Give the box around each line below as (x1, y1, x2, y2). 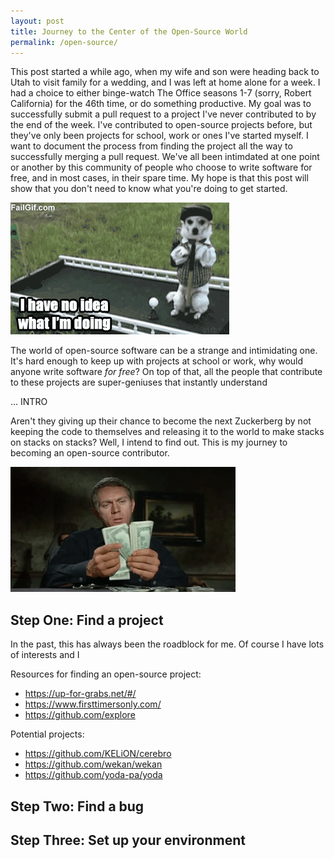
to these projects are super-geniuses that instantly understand (10, 376, 268, 389)
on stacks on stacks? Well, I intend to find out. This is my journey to (10, 436, 288, 449)
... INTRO (10, 396, 48, 408)
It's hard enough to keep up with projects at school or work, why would (10, 355, 304, 367)
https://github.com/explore (24, 709, 136, 721)
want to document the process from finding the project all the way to (10, 140, 293, 152)
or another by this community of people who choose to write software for (10, 161, 313, 174)
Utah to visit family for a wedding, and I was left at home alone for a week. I (10, 76, 321, 89)
